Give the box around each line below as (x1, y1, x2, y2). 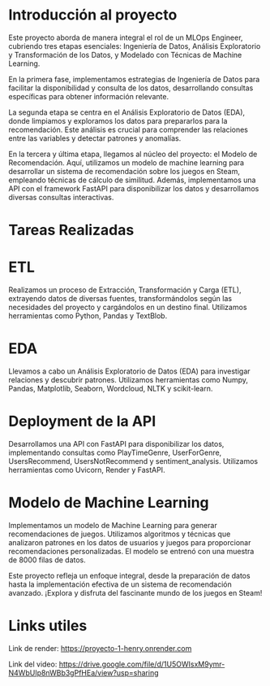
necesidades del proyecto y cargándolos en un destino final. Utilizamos (8, 303, 247, 312)
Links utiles (8, 617, 88, 636)
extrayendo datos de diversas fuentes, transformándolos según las (8, 294, 233, 304)
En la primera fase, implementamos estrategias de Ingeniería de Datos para (8, 74, 260, 84)
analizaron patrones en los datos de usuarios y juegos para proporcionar (8, 537, 251, 547)
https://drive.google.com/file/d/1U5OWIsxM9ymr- (58, 659, 225, 669)
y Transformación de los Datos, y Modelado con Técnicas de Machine (8, 50, 242, 59)
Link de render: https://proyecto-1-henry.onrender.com (8, 643, 192, 653)
